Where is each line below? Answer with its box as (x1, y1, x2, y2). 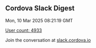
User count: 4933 (5, 27, 42, 33)
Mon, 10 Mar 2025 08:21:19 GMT (5, 17, 73, 23)
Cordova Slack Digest (5, 4, 75, 13)
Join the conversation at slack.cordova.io (5, 37, 91, 43)
